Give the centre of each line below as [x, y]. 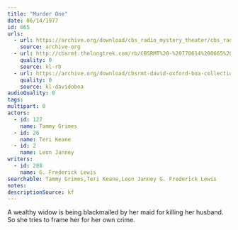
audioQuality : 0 [31, 93]
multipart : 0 [27, 106]
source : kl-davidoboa [52, 87]
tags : [15, 100]
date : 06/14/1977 [33, 21]
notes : [17, 185]
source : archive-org [50, 47]
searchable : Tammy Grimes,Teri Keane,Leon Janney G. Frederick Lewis [112, 179]
